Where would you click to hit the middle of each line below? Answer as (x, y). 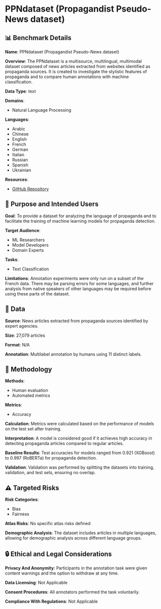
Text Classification (30, 269)
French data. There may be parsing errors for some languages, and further (79, 283)
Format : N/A (17, 345)
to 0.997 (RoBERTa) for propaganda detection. (51, 458)
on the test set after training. (33, 429)
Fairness (21, 514)
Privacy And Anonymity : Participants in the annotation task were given (76, 568)
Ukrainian (22, 170)
